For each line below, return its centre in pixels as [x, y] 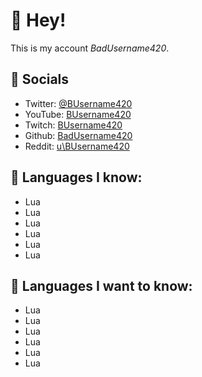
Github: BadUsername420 [78, 135]
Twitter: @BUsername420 [78, 103]
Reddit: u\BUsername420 [77, 146]
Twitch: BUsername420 [73, 125]
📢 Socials [40, 79]
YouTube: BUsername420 [78, 114]
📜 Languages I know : [76, 177]
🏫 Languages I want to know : [101, 285]
